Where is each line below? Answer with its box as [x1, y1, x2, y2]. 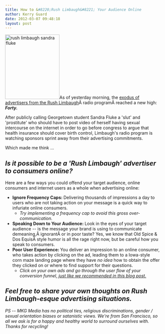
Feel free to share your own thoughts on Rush [5, 287, 147, 295]
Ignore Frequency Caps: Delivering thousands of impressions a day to [12, 195, 155, 200]
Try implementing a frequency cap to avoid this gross [19, 210, 129, 216]
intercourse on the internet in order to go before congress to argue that [5, 125, 149, 131]
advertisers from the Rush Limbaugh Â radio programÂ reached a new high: [5, 100, 157, 106]
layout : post [5, 21, 32, 26]
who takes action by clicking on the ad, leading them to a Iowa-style [12, 252, 150, 258]
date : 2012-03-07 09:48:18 [5, 16, 60, 21]
